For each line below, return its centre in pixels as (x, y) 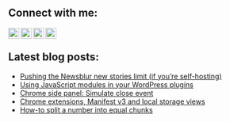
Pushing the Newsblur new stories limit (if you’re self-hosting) (121, 76)
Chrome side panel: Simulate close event (86, 93)
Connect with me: (53, 13)
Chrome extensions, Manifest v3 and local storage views (112, 101)
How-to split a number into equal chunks (86, 109)
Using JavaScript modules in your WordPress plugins (107, 84)
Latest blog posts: (54, 57)
